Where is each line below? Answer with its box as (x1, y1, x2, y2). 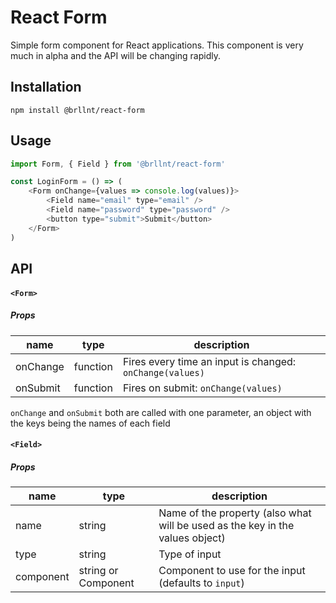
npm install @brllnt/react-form (10, 105, 145, 115)
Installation (10, 79, 82, 96)
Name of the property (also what (158, 506, 312, 520)
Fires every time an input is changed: (122, 354, 297, 368)
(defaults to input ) (158, 576, 245, 590)
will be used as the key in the (158, 519, 295, 533)
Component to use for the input (158, 564, 306, 578)
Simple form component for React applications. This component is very (10, 39, 304, 51)
